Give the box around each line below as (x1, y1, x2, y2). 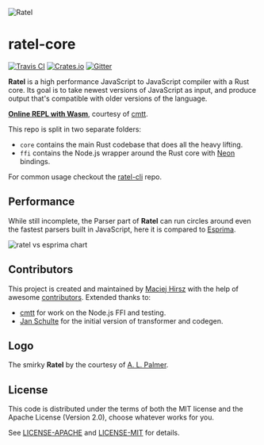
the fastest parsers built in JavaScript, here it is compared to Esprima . (8, 224, 236, 234)
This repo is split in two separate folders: (8, 124, 141, 134)
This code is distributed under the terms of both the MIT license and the (8, 405, 243, 414)
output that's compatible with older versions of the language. (8, 94, 208, 103)
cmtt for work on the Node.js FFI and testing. (19, 308, 166, 317)
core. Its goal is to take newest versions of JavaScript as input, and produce (8, 85, 256, 94)
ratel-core (8, 36, 76, 53)
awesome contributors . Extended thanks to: (8, 292, 151, 301)
